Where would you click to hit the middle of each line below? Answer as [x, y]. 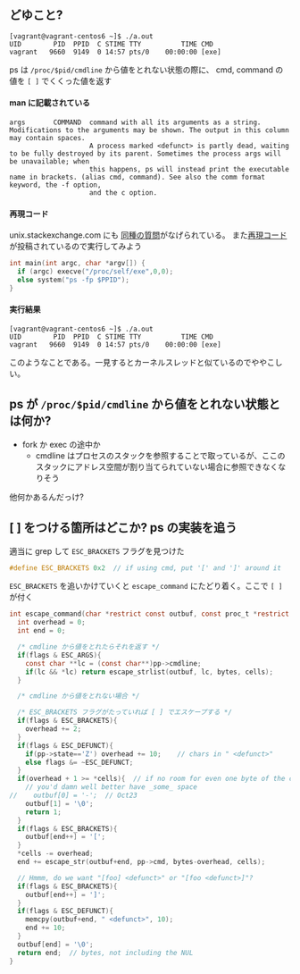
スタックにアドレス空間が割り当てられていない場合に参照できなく [157, 466]
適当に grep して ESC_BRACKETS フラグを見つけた [97, 550]
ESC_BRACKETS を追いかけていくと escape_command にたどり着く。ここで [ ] [146, 586]
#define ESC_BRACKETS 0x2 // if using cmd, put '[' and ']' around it [145, 568]
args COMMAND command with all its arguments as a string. [135, 122]
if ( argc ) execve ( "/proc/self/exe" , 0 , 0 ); [96, 272]
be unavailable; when [50, 162]
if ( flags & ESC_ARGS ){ [59, 655]
